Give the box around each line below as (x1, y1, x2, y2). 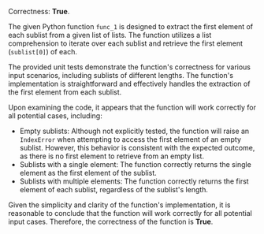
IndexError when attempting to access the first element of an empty (19, 135, 242, 144)
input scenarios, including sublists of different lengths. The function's (8, 71, 234, 80)
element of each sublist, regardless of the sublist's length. (19, 185, 209, 194)
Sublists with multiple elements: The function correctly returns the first (19, 176, 250, 186)
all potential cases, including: (8, 111, 102, 121)
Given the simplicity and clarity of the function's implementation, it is (8, 200, 231, 210)
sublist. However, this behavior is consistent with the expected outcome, (19, 143, 255, 152)
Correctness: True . (8, 7, 70, 16)
